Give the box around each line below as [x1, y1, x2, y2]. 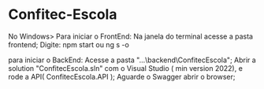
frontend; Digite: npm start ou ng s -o [8, 39, 130, 49]
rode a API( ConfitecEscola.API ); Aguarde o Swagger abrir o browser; [8, 72, 236, 81]
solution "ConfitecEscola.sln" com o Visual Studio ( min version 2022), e [8, 63, 243, 72]
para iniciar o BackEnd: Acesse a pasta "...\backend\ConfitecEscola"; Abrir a [8, 55, 256, 65]
